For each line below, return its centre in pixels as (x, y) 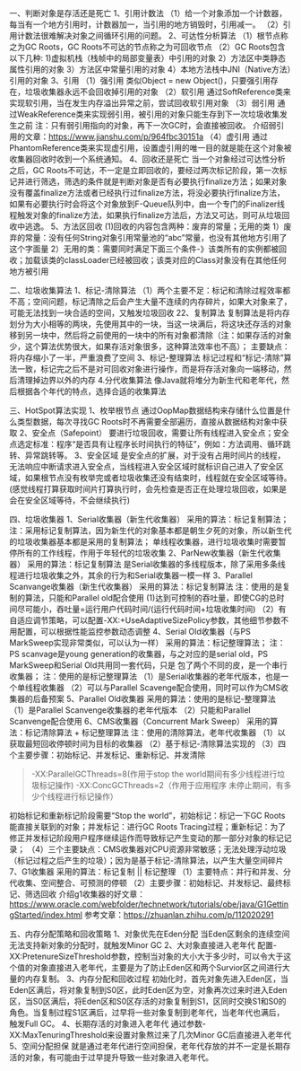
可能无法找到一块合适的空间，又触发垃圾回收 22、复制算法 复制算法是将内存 (150, 313)
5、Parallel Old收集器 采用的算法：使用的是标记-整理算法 (171, 699)
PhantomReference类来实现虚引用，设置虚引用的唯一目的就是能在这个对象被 (150, 148)
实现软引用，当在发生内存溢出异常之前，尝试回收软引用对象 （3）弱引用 (142, 103)
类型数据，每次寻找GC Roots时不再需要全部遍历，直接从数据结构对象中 (148, 421)
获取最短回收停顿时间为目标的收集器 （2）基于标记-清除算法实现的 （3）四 (148, 744)
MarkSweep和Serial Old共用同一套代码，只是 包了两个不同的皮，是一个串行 (149, 665)
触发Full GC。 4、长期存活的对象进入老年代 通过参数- (107, 1023)
